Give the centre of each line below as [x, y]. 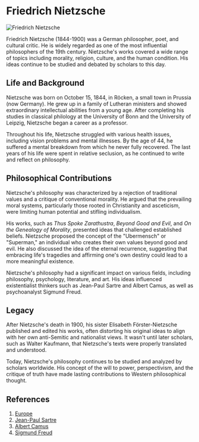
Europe [23, 414]
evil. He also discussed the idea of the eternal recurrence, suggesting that [97, 248]
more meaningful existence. [40, 261]
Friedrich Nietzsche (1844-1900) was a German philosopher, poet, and [93, 39]
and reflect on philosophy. [38, 160]
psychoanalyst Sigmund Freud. [44, 292]
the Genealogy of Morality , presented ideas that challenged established [94, 229]
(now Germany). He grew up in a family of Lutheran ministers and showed [97, 104]
